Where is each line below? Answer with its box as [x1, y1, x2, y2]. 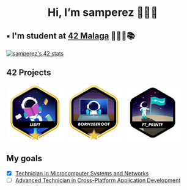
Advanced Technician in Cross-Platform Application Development [15, 177, 181, 184]
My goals [6, 153, 43, 164]
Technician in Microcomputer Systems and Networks [15, 169, 149, 177]
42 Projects [6, 67, 51, 78]
